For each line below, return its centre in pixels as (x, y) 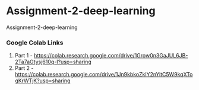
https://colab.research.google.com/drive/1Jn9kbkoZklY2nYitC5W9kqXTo (104, 75)
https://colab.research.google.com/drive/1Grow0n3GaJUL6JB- (111, 56)
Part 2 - (24, 68)
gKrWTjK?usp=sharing (42, 81)
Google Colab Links (35, 43)
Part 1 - (23, 56)
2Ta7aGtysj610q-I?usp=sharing (53, 62)
